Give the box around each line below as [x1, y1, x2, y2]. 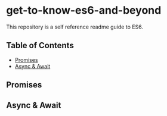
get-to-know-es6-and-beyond [6, 4, 162, 17]
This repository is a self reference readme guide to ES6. [6, 23, 143, 30]
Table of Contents [6, 40, 75, 51]
